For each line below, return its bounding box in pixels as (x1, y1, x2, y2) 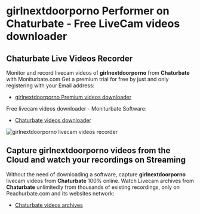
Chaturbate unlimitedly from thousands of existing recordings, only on (6, 184, 180, 191)
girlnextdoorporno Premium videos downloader (14, 94, 132, 100)
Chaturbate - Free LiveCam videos (6, 17, 180, 30)
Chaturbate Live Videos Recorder (6, 53, 133, 63)
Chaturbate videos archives (14, 201, 84, 209)
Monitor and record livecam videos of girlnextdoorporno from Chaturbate (6, 69, 190, 76)
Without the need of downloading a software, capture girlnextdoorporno (6, 170, 186, 178)
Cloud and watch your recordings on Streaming (6, 155, 186, 165)
